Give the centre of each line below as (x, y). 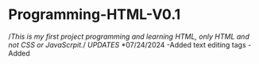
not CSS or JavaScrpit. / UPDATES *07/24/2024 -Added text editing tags (127, 44)
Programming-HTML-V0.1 (95, 15)
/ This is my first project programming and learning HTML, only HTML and (129, 36)
